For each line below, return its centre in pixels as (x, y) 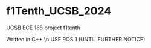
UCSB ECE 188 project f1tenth (43, 28)
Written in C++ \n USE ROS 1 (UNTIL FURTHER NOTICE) (76, 39)
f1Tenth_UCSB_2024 (59, 11)
